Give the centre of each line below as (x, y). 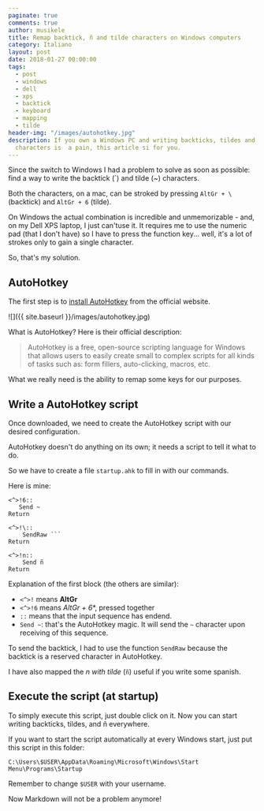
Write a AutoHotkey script (73, 404)
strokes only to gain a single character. (71, 242)
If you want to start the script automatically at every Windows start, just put (130, 739)
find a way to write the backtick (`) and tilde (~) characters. (104, 178)
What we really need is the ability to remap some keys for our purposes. (125, 379)
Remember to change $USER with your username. (87, 783)
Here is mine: (30, 486)
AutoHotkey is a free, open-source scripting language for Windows (136, 347)
